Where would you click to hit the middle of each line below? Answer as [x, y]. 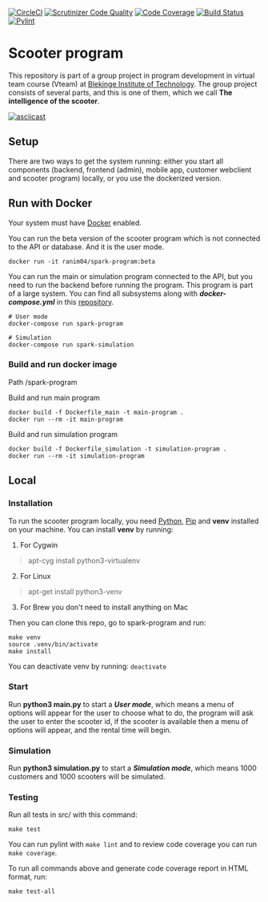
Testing [23, 798]
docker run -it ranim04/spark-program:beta [82, 261]
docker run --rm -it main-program [66, 419]
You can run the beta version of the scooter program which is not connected [134, 238]
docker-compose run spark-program [66, 324]
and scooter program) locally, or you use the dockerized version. [115, 178]
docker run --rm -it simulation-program [77, 456]
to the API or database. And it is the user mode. [86, 247]
